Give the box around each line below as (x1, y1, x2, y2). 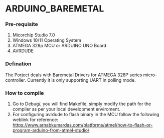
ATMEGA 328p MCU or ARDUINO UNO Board (12, 43, 107, 49)
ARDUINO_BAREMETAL (5, 3, 104, 14)
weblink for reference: (12, 117, 59, 123)
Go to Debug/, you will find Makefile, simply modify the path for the (12, 101, 151, 107)
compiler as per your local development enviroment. (12, 106, 120, 112)
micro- (143, 72, 157, 78)
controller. (5, 77, 27, 83)
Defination (5, 60, 32, 67)
